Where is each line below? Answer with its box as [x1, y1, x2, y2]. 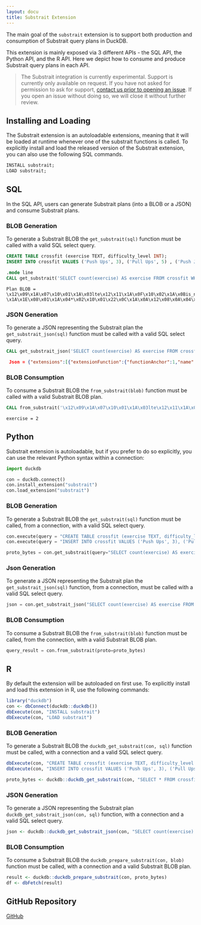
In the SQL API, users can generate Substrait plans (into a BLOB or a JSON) [6, 200, 192, 207]
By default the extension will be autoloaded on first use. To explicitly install [6, 680, 190, 687]
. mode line [6, 269, 33, 275]
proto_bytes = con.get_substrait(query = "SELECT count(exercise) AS [6, 550, 178, 556]
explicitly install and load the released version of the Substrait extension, [6, 144, 185, 151]
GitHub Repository [6, 896, 77, 907]
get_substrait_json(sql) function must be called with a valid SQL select [6, 330, 185, 337]
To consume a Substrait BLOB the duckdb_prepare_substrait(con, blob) [6, 857, 184, 864]
